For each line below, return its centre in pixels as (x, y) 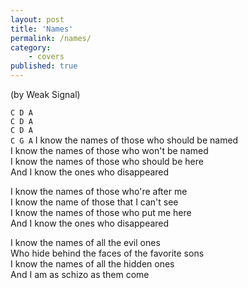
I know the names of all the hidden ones (92, 264)
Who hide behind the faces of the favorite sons (107, 253)
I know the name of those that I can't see (94, 202)
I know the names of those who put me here (101, 212)
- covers (46, 57)
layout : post (37, 19)
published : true (44, 66)
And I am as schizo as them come (80, 274)
